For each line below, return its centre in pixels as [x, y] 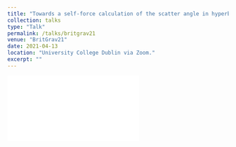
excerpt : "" [25, 59]
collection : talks [34, 20]
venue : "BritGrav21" [38, 40]
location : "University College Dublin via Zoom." [81, 53]
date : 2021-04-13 [33, 46]
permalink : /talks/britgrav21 [52, 33]
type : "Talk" [26, 27]
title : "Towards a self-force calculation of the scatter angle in [108, 14]
